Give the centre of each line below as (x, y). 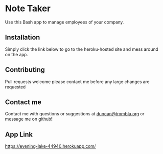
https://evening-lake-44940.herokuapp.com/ (51, 146)
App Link (19, 134)
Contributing (25, 70)
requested (15, 87)
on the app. (17, 54)
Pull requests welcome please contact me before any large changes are (77, 82)
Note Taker (28, 9)
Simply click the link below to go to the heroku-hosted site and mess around (82, 49)
